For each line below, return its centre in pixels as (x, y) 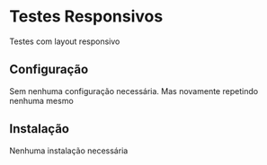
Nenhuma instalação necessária (69, 151)
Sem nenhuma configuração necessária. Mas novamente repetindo (134, 91)
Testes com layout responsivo (65, 41)
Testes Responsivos (86, 17)
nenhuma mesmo (41, 100)
